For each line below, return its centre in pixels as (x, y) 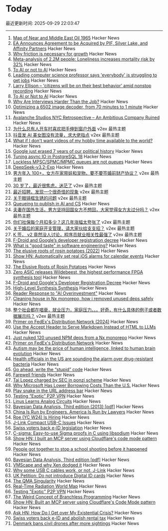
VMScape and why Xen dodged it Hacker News (62, 465)
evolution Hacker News (37, 353)
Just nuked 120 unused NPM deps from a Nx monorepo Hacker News (84, 337)
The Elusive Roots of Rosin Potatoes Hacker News (64, 266)
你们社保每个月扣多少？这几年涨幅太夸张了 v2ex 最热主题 (72, 222)
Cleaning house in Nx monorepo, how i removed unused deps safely (83, 298)
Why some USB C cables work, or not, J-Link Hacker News (74, 470)
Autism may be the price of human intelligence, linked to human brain (84, 348)
